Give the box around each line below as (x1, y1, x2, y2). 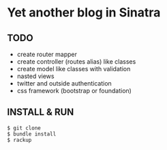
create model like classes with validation (16, 65, 131, 73)
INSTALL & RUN (7, 106, 74, 118)
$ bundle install (7, 130, 57, 138)
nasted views (16, 72, 55, 80)
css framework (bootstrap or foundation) (16, 87, 132, 95)
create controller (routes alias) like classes (16, 58, 136, 66)
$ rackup (7, 136, 32, 143)
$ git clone (7, 125, 41, 132)
